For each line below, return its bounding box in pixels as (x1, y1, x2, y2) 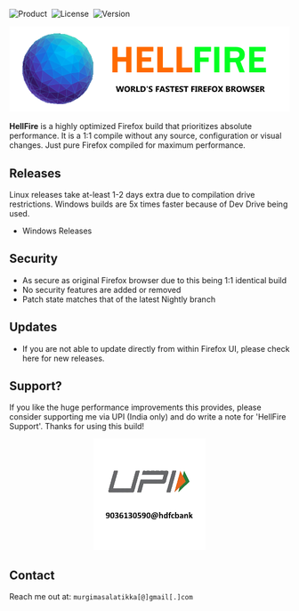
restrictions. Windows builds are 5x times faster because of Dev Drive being (9, 199, 288, 209)
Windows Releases (21, 225, 93, 236)
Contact (9, 567, 55, 582)
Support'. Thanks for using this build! (9, 421, 145, 432)
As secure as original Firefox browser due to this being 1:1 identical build (21, 274, 287, 285)
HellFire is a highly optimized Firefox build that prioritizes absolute (9, 121, 252, 132)
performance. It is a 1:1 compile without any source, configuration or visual (9, 130, 282, 142)
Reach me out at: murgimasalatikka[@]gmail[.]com (9, 591, 193, 602)
